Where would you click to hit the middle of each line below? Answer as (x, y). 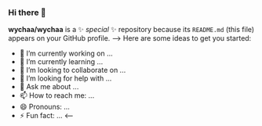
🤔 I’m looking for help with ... (65, 78)
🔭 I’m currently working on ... (66, 53)
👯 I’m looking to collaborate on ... (73, 70)
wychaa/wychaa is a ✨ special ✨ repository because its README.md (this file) (131, 30)
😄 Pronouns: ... (45, 107)
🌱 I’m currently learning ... (61, 62)
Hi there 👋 (27, 13)
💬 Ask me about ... (49, 87)
